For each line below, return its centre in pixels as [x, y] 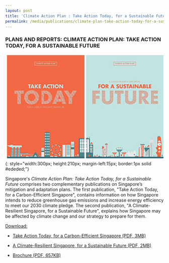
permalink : [17, 21]
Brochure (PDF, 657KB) [37, 255]
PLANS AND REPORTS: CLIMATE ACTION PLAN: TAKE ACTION [83, 39]
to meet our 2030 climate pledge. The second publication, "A [68, 205]
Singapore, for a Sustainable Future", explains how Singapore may [92, 211]
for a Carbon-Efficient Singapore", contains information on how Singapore [82, 194]
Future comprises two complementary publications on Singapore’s [74, 184]
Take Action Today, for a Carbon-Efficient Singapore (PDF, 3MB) [79, 236]
